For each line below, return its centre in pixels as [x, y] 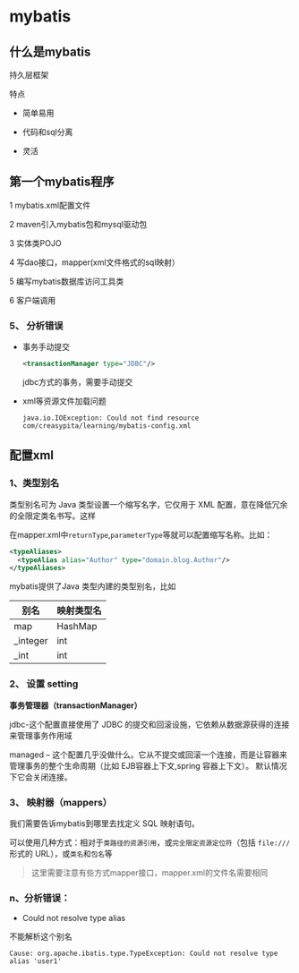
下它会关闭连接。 [41, 777]
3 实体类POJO [35, 243]
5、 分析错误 [36, 326]
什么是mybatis [50, 51]
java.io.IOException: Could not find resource [111, 418]
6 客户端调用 [33, 300]
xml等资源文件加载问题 [64, 401]
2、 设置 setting [44, 684]
